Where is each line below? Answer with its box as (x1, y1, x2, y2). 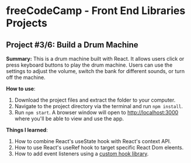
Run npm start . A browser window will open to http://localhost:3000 (14, 109, 179, 116)
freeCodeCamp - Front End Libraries (6, 4, 186, 18)
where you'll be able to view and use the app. (14, 115, 124, 122)
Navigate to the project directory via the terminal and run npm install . (14, 103, 183, 109)
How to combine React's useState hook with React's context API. (14, 138, 171, 144)
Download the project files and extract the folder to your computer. (14, 96, 176, 103)
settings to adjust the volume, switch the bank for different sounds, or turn (6, 68, 185, 74)
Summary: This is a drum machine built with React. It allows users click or (6, 56, 185, 62)
